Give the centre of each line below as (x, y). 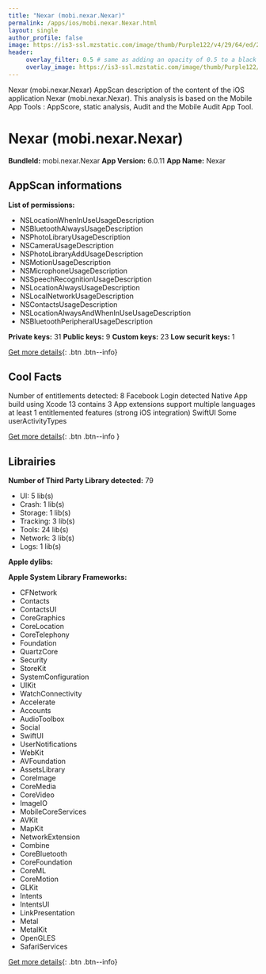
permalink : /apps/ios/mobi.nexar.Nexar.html (83, 23)
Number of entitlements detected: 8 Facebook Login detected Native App (128, 396)
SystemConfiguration (54, 677)
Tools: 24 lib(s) (44, 530)
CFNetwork (38, 592)
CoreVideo (37, 795)
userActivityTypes (38, 421)
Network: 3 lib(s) (47, 538)
